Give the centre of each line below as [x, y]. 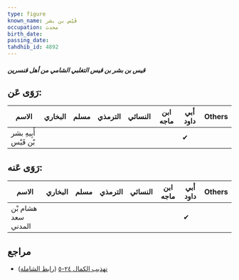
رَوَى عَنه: [25, 167]
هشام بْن [24, 209]
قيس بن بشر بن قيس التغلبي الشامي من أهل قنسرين [76, 70]
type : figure [27, 14]
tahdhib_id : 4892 [33, 47]
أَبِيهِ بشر [23, 133]
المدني [21, 227]
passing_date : [28, 41]
